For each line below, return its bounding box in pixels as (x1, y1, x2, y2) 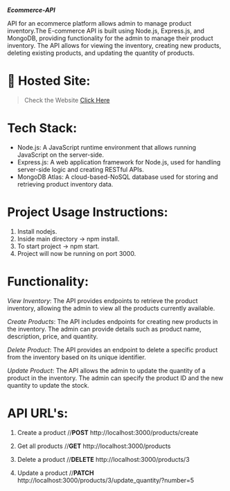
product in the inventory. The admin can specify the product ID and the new (7, 374, 224, 382)
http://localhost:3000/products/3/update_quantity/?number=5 (17, 476, 195, 484)
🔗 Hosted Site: (7, 73, 91, 89)
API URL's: (7, 405, 69, 421)
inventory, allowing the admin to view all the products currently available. (7, 304, 215, 312)
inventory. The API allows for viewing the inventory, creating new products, (7, 42, 222, 49)
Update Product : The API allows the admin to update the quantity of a (7, 366, 206, 374)
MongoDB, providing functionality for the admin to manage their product (7, 34, 213, 42)
